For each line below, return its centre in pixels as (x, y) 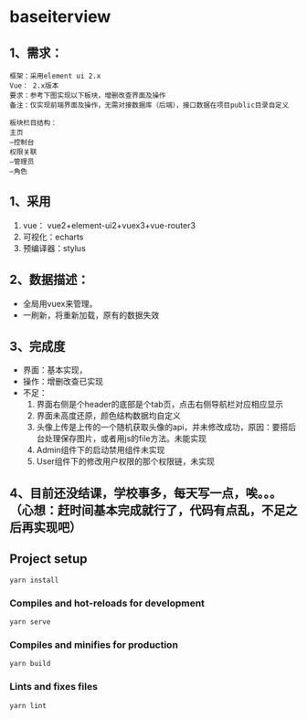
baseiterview (60, 17)
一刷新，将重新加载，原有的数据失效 (91, 315)
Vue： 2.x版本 (34, 86)
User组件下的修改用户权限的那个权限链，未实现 (125, 461)
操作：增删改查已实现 (63, 382)
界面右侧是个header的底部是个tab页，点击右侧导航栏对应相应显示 (160, 405)
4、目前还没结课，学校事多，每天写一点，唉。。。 (146, 493)
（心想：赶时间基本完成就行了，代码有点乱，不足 (148, 510)
